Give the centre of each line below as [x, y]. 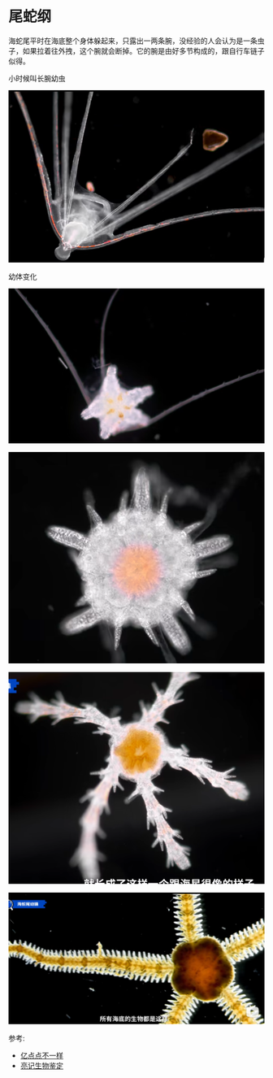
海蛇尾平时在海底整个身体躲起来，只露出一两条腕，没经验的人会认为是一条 [133, 41]
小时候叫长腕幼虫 [37, 78]
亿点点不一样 [41, 1056]
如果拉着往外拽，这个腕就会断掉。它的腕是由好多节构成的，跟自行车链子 [143, 50]
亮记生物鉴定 [41, 1066]
